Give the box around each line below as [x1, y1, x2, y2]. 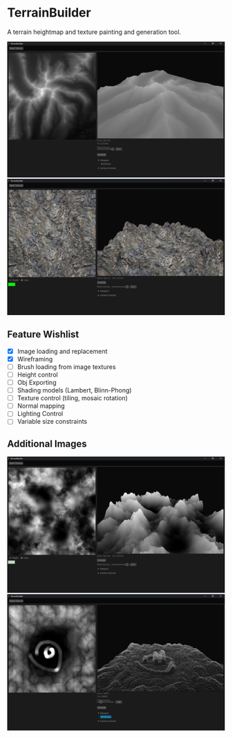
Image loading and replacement [17, 347, 108, 355]
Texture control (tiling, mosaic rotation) [17, 394, 128, 402]
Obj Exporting [17, 379, 57, 386]
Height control [17, 370, 59, 379]
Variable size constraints [17, 417, 88, 426]
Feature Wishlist [7, 329, 79, 341]
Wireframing [17, 354, 53, 363]
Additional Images [7, 438, 88, 449]
